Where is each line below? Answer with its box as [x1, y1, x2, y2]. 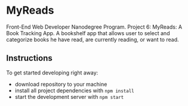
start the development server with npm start [14, 93, 124, 100]
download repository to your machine [14, 80, 107, 88]
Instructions [6, 53, 53, 63]
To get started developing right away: [6, 69, 98, 76]
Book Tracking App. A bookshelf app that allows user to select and [6, 29, 170, 36]
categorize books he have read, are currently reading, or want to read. [6, 36, 179, 43]
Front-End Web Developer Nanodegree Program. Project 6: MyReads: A [6, 23, 183, 30]
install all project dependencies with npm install [14, 87, 134, 94]
